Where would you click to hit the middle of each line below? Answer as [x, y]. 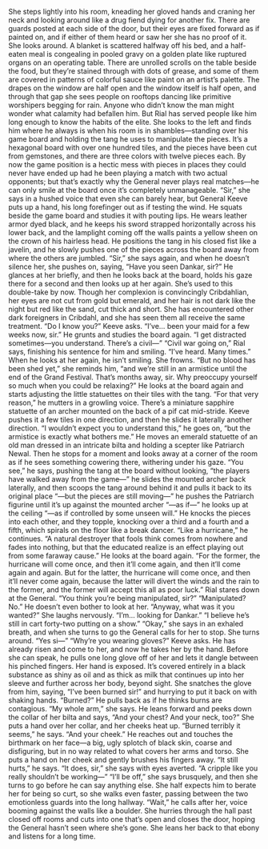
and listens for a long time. [52, 836]
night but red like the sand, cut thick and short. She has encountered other [131, 309]
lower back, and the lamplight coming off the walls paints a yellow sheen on [133, 232]
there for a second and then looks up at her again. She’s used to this [121, 284]
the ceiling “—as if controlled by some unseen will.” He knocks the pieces [130, 513]
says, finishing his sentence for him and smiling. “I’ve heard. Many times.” [130, 352]
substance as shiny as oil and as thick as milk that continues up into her [126, 675]
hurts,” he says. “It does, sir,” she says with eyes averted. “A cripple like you [133, 768]
